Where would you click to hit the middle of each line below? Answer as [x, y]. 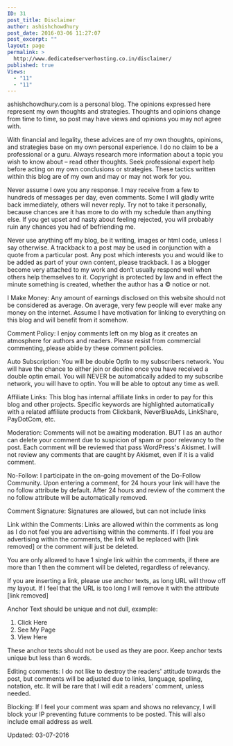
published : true [31, 65]
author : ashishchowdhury [43, 26]
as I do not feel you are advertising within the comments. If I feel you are [110, 532]
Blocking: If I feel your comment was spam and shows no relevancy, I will [112, 707]
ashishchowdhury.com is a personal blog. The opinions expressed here [109, 104]
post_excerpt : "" [32, 40]
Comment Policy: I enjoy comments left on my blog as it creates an [102, 333]
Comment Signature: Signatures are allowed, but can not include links [107, 511]
